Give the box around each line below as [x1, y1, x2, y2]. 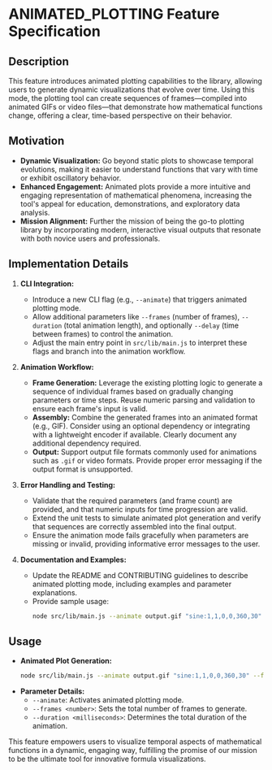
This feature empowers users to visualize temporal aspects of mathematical [8, 737, 262, 746]
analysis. [19, 207, 50, 217]
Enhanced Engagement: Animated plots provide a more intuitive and [19, 181, 251, 191]
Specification [8, 22, 101, 41]
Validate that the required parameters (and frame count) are [32, 495, 233, 505]
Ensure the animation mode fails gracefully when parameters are [32, 530, 249, 540]
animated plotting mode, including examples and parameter [32, 579, 232, 589]
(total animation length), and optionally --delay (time [63, 320, 240, 330]
